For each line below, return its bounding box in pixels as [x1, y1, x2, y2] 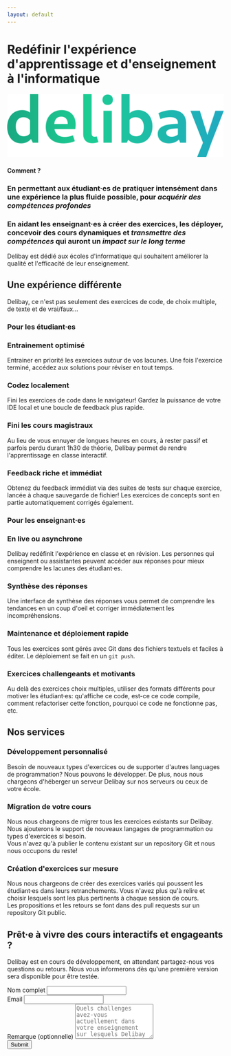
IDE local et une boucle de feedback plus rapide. [7, 403, 145, 412]
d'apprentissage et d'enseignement [7, 56, 217, 72]
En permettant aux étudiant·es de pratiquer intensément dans [7, 183, 218, 193]
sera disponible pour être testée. [7, 972, 100, 980]
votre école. [7, 784, 41, 793]
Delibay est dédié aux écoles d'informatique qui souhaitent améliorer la [7, 252, 208, 261]
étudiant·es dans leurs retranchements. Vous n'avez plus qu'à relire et [7, 887, 206, 895]
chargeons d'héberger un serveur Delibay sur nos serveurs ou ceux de [7, 777, 208, 786]
